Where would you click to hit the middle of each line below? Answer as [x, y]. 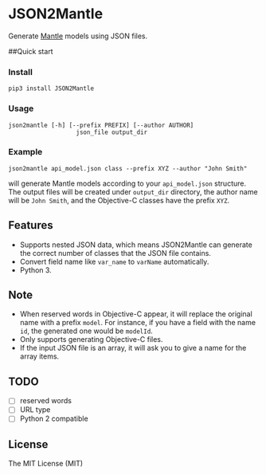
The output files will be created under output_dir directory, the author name [133, 191]
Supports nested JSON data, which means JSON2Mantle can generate [136, 245]
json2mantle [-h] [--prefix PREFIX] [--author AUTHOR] [101, 125]
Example [25, 152]
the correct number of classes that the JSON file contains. [115, 253]
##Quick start [31, 51]
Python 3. [35, 270]
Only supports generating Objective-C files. [91, 340]
